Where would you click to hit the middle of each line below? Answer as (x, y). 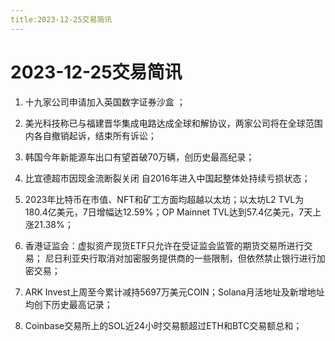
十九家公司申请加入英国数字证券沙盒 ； (105, 102)
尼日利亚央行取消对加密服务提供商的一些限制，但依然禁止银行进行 (180, 258)
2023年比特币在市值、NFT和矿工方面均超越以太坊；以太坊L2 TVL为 (164, 199)
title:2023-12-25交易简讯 (61, 19)
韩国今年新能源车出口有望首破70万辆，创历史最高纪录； (139, 157)
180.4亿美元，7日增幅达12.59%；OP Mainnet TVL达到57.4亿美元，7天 (168, 212)
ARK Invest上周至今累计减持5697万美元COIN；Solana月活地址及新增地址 (174, 292)
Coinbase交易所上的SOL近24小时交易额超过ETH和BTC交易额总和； (163, 325)
